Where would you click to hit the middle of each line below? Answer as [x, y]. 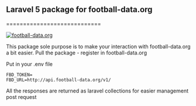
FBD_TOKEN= [19, 75]
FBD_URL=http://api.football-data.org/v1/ [59, 80]
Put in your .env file [30, 64]
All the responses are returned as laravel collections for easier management [97, 91]
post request [21, 97]
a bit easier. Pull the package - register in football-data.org [77, 53]
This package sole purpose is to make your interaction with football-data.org [99, 46]
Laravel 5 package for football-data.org [79, 10]
